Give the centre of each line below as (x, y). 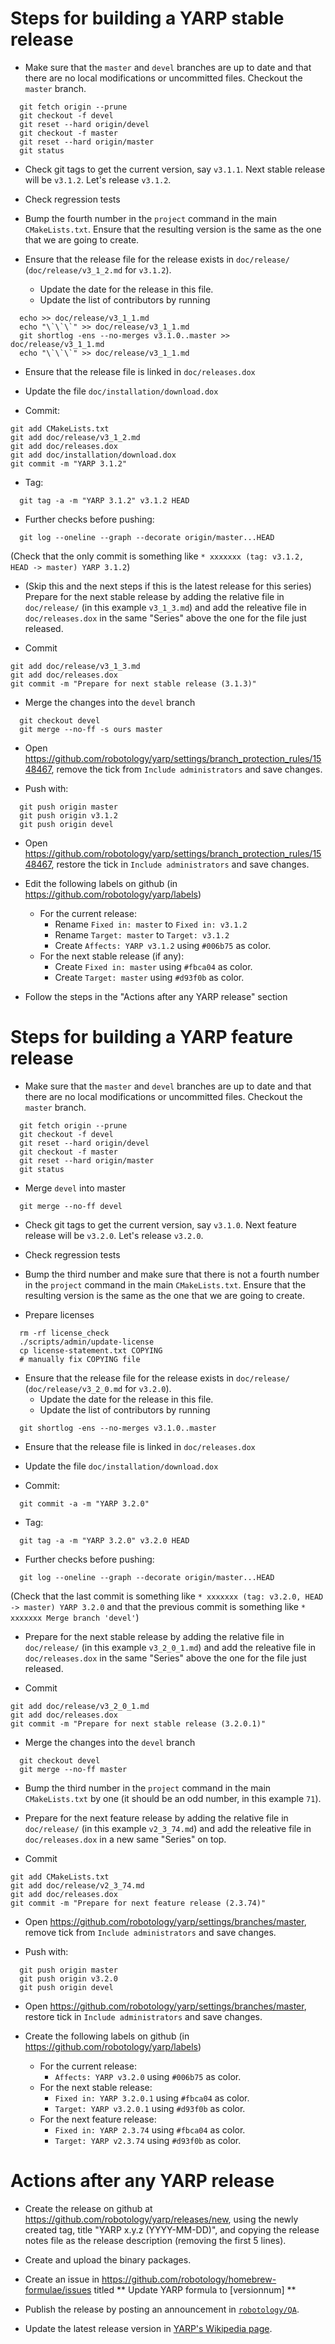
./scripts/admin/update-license (87, 1342)
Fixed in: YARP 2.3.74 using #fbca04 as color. (150, 2129)
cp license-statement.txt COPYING (91, 1350)
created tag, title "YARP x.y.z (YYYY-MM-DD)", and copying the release (172, 2229)
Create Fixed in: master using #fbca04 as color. (153, 966)
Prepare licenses (59, 1314)
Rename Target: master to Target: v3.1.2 (142, 934)
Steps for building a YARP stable (147, 18)
